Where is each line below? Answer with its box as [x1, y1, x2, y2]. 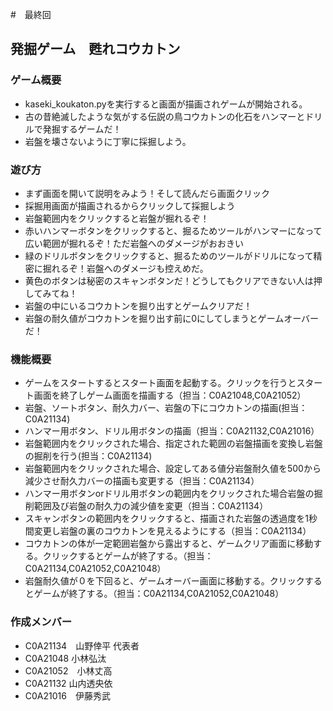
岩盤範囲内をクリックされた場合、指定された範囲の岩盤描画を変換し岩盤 [24, 438, 323, 450]
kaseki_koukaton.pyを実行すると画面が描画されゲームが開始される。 [24, 98, 308, 110]
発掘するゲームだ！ [42, 123, 122, 135]
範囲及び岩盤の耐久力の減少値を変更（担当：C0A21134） [33, 500, 269, 512]
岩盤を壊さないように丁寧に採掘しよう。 [24, 135, 192, 147]
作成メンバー [10, 615, 73, 629]
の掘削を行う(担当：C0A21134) [24, 450, 153, 462]
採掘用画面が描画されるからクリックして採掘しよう [24, 199, 236, 212]
